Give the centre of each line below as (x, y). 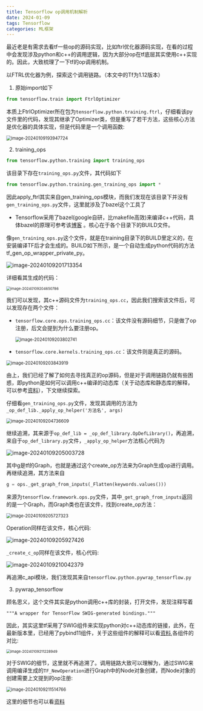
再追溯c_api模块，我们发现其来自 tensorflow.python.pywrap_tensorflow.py (99, 577)
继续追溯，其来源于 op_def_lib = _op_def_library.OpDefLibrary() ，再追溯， (102, 433)
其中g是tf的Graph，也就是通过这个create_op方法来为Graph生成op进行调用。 (101, 465)
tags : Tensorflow (28, 23)
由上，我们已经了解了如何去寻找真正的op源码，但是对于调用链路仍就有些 (97, 375)
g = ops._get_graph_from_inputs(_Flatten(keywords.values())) (86, 484)
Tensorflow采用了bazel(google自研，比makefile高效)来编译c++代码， (102, 217)
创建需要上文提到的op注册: (39, 678)
